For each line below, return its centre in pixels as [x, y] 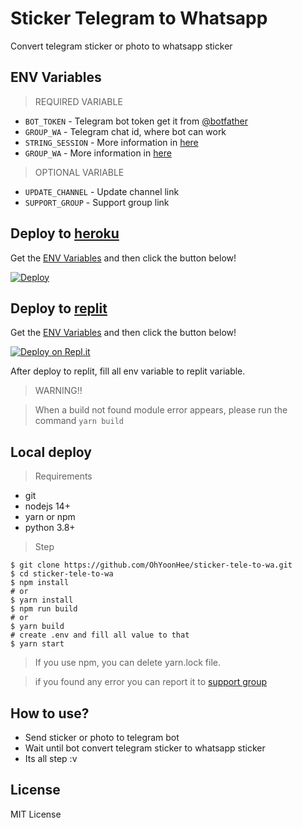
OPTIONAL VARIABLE [79, 172]
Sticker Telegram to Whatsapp [139, 18]
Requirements [63, 476]
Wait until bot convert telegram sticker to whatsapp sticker [145, 748]
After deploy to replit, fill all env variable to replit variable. [128, 371]
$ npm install [40, 583]
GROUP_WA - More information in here [98, 153]
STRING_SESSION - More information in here [111, 142]
